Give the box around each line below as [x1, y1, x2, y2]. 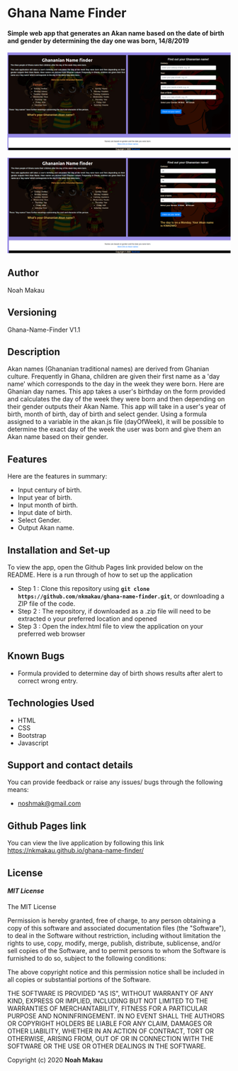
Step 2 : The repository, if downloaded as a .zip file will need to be [17, 607, 211, 616]
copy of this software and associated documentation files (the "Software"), [7, 923, 227, 932]
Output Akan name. [17, 523, 74, 532]
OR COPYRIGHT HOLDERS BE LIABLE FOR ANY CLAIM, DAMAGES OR [7, 1019, 212, 1028]
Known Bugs [7, 650, 65, 662]
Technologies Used [7, 697, 94, 710]
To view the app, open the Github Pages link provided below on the [7, 563, 203, 572]
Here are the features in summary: [7, 472, 108, 481]
